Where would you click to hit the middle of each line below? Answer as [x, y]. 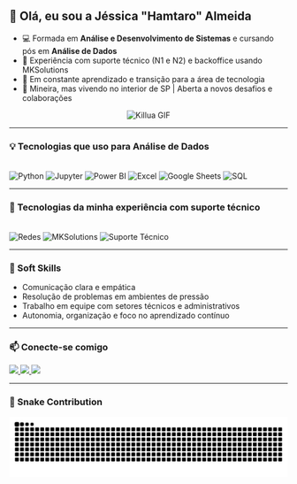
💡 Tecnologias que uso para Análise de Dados [109, 146]
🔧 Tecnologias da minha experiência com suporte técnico [135, 207]
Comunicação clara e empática [79, 288]
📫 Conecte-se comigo [59, 347]
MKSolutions [45, 69]
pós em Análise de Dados [69, 50]
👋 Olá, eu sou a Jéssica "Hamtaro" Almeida [130, 16]
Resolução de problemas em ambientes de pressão [115, 296]
